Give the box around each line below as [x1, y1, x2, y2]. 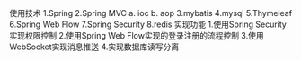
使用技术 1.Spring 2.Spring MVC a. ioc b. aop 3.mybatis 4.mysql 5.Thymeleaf [9, 8, 293, 18]
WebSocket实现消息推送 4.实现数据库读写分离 [9, 41, 180, 52]
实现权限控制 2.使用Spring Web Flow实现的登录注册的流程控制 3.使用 [9, 30, 264, 40]
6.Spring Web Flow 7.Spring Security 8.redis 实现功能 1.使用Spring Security [9, 19, 288, 30]
